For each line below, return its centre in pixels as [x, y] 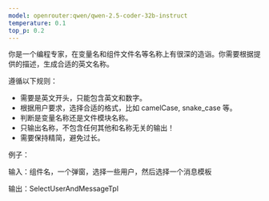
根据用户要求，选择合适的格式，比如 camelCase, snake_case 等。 [128, 108]
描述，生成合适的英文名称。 [68, 64]
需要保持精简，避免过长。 [62, 138]
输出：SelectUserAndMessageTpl [63, 189]
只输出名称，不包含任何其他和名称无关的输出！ [97, 128]
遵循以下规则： [33, 81]
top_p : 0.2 [26, 30]
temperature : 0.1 [37, 23]
